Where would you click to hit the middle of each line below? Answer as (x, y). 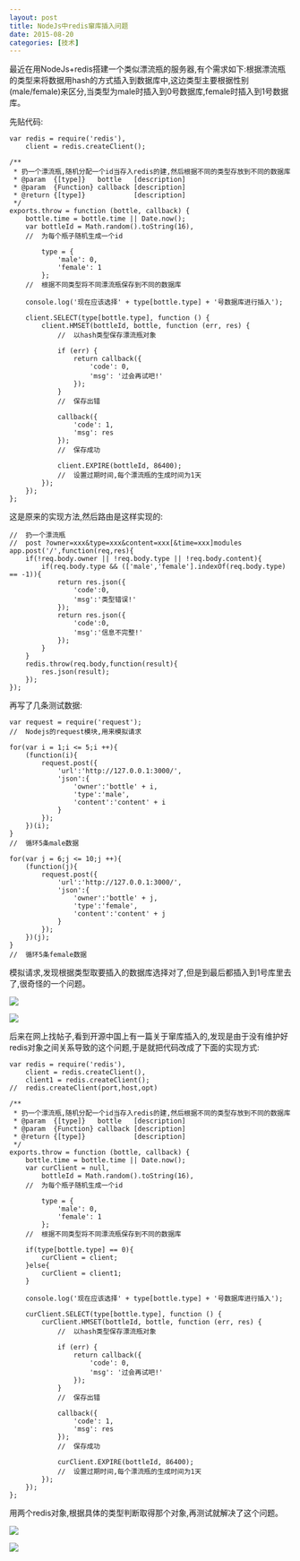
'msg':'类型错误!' (105, 600)
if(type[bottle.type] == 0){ (80, 1250)
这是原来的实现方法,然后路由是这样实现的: (86, 517)
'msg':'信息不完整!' (108, 633)
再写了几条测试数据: (46, 705)
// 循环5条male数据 (44, 843)
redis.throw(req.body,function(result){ (102, 664)
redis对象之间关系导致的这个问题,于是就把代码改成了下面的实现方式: (134, 1048)
